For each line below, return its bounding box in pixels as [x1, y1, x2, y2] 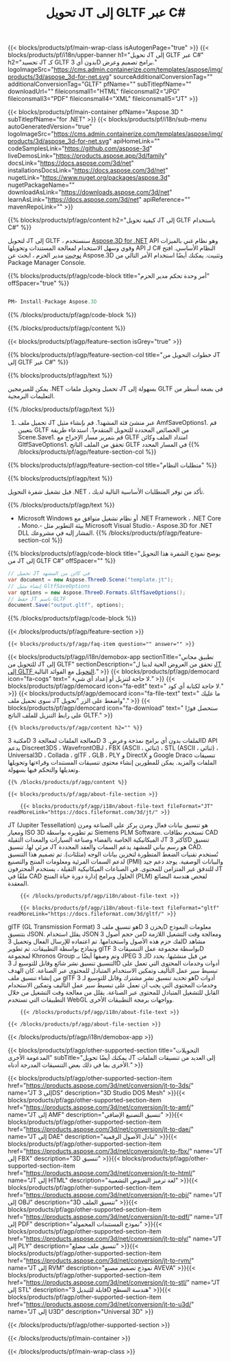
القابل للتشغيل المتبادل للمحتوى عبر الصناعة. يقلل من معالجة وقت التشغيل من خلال [8, 989, 220, 997]
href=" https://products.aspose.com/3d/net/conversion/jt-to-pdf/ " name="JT [8, 1213, 223, 1221]
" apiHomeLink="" [109, 137, 160, 146]
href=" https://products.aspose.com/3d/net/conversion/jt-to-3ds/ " [8, 1081, 194, 1089]
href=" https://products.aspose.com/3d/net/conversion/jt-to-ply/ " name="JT [8, 1234, 222, 1243]
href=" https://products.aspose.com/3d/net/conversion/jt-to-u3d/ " [8, 1300, 194, 1308]
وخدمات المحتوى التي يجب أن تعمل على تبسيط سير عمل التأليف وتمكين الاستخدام [8, 981, 218, 989]
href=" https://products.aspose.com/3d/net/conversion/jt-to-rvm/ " [8, 1256, 194, 1265]
